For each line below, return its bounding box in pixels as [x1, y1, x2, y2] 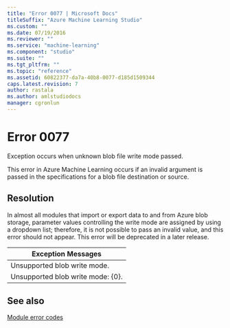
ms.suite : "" [7, 55, 45, 62]
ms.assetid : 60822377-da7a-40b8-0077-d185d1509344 [7, 74, 155, 81]
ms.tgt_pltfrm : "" [7, 61, 60, 68]
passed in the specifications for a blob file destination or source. [7, 173, 189, 181]
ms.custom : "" [7, 23, 48, 30]
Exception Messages [32, 249, 102, 259]
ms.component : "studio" [7, 49, 76, 56]
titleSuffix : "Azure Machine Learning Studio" [7, 17, 143, 23]
